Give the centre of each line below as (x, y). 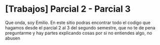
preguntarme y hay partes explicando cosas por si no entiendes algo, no (79, 33)
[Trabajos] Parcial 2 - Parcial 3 (68, 9)
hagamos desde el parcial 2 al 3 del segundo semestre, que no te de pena (80, 27)
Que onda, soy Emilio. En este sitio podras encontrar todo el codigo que (78, 22)
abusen (13, 38)
